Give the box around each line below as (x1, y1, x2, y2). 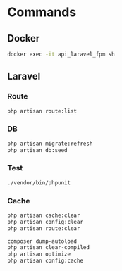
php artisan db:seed (7, 146, 68, 153)
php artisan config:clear (7, 218, 83, 225)
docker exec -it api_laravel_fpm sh (7, 51, 115, 58)
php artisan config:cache (7, 258, 83, 265)
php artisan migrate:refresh (7, 140, 93, 147)
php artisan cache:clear (7, 212, 80, 219)
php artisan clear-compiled (7, 244, 90, 251)
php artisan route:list (7, 107, 78, 115)
